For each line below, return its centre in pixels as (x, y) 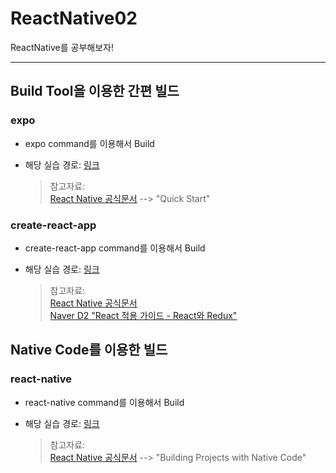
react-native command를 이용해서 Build (104, 402)
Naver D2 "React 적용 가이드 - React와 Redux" (143, 315)
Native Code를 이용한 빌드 (89, 350)
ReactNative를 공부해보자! (62, 47)
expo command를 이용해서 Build (89, 143)
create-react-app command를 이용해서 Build (115, 248)
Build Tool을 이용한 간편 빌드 (95, 91)
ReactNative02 (74, 18)
